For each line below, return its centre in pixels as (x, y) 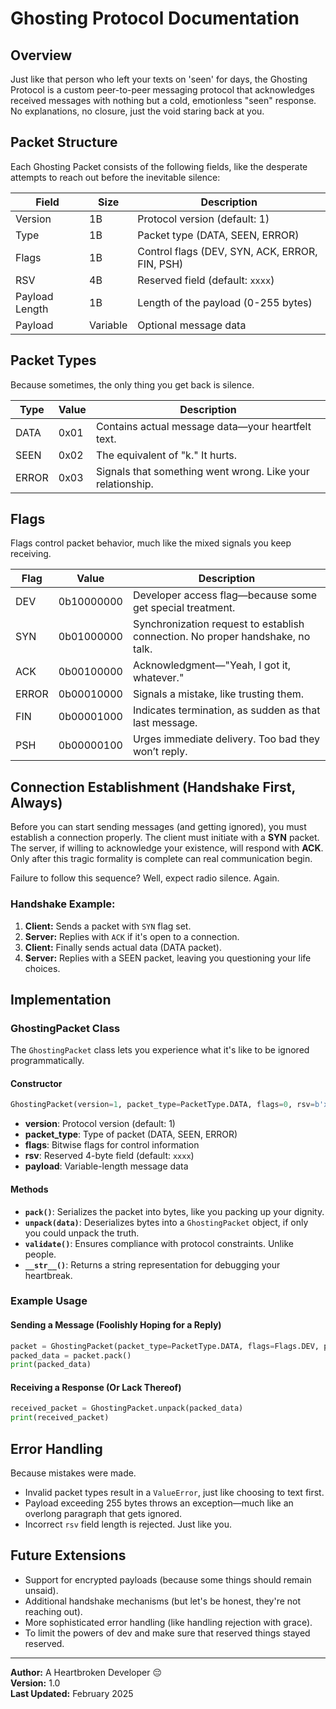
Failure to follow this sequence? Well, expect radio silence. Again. (145, 878)
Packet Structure (64, 142)
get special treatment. (184, 608)
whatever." (158, 678)
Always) (36, 802)
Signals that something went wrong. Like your (202, 471)
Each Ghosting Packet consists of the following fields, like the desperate (159, 166)
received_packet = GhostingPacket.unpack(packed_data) (127, 1408)
